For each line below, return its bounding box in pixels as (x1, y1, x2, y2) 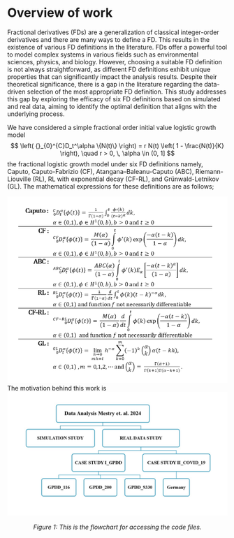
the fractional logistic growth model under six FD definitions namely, (7, 159, 204, 168)
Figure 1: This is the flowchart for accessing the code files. (33, 523, 202, 531)
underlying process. (7, 110, 65, 118)
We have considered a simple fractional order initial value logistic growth (7, 123, 217, 131)
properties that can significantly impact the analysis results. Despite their (7, 72, 218, 81)
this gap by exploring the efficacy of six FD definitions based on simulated (7, 94, 221, 103)
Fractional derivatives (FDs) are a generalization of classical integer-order (7, 28, 219, 36)
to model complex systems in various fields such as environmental (7, 50, 199, 59)
